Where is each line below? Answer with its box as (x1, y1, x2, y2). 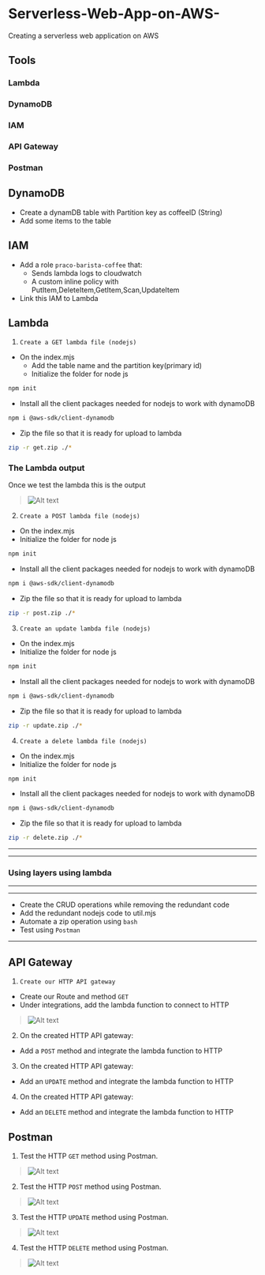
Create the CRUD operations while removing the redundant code (19, 900, 230, 909)
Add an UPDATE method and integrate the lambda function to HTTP (19, 1077, 234, 1086)
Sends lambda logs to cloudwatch (31, 268, 142, 277)
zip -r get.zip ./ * (8, 444, 73, 452)
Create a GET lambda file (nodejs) (19, 339, 137, 347)
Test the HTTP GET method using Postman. (19, 1151, 159, 1161)
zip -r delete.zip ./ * (8, 834, 83, 842)
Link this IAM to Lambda (19, 293, 99, 303)
